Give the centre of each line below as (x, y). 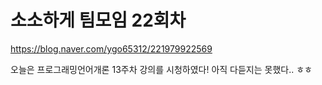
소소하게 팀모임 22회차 (98, 20)
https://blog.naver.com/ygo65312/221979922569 (111, 48)
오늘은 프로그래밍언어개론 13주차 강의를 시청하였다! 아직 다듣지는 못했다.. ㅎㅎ (161, 69)
